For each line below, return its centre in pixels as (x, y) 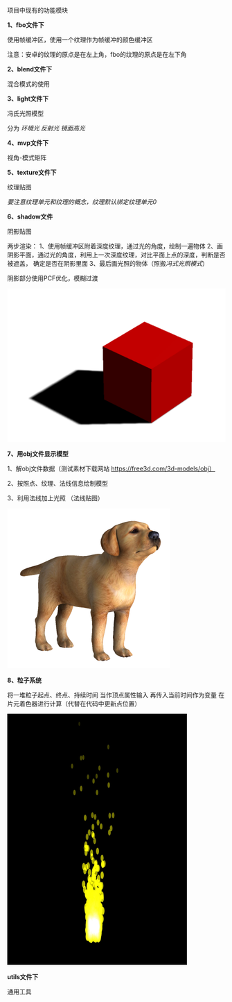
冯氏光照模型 (25, 113)
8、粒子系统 (25, 680)
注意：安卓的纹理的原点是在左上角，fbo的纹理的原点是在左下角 (97, 54)
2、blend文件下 (30, 69)
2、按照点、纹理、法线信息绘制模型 (58, 483)
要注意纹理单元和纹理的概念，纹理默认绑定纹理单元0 (82, 202)
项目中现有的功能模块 (37, 10)
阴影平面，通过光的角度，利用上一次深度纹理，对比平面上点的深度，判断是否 (116, 255)
